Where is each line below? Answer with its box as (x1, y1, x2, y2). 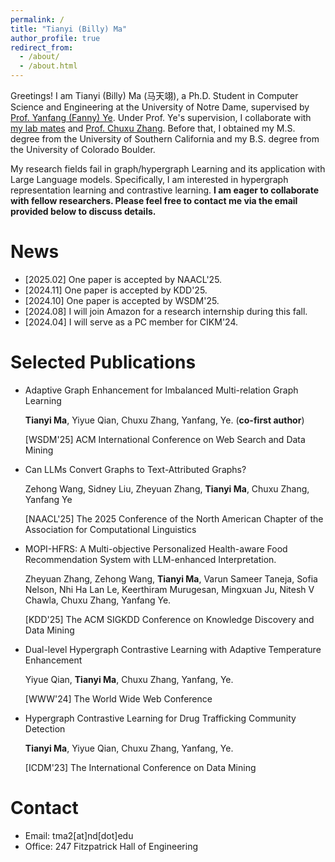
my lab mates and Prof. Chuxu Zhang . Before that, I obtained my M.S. (10, 122, 296, 134)
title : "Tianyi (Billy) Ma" (10, 24, 128, 34)
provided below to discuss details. (10, 206, 157, 217)
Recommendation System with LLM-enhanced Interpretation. (24, 553, 277, 565)
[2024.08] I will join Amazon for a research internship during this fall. (24, 305, 308, 317)
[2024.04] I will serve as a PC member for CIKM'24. (24, 316, 239, 328)
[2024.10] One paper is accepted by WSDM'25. (24, 294, 220, 306)
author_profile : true (10, 33, 101, 43)
